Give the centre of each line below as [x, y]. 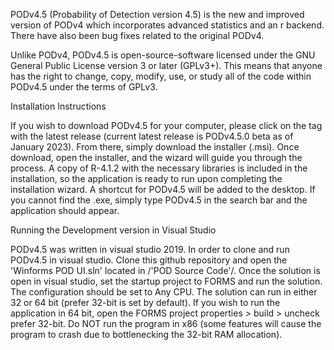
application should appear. [65, 210]
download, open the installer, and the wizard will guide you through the [156, 157]
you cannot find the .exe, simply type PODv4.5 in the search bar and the [159, 200]
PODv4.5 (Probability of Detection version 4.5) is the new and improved [157, 14]
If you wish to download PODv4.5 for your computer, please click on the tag [166, 125]
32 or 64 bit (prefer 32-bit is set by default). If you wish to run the [145, 302]
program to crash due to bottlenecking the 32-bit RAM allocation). [146, 334]
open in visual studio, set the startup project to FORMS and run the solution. [166, 281]
